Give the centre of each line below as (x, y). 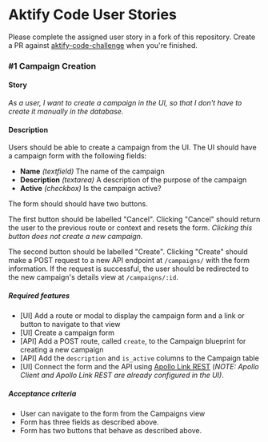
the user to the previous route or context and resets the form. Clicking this (130, 228)
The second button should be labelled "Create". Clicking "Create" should (128, 252)
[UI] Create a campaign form (67, 332)
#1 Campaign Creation (52, 66)
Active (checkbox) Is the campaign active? (90, 189)
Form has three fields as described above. (89, 422)
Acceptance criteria (42, 393)
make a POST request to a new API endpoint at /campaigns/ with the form (129, 261)
